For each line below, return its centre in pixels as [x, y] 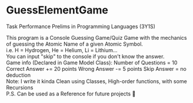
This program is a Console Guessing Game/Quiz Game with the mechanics [96, 37]
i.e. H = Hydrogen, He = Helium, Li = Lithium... [62, 50]
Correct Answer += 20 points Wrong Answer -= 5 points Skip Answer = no [96, 68]
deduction [19, 75]
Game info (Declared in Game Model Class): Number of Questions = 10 [92, 63]
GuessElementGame [57, 10]
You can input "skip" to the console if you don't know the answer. [85, 56]
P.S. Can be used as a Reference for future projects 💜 [71, 94]
